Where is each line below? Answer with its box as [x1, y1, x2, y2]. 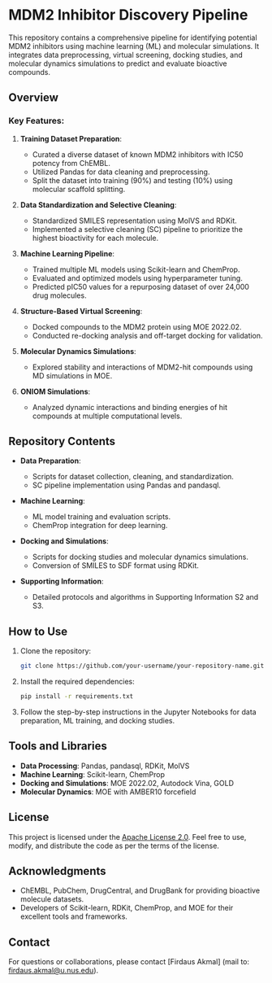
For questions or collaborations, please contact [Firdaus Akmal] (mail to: [8, 957, 250, 967]
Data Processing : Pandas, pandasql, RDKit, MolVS [19, 761, 190, 771]
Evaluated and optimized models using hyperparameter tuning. [32, 273, 244, 282]
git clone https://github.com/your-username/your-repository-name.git [19, 662, 265, 671]
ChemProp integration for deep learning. [32, 521, 168, 531]
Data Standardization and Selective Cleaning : [19, 199, 177, 209]
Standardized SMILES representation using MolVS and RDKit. [32, 216, 237, 225]
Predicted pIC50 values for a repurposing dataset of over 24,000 [32, 282, 250, 291]
